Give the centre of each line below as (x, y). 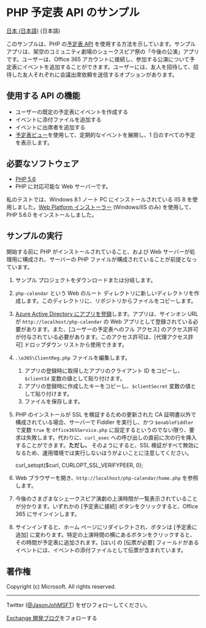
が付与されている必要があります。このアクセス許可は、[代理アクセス (101, 337)
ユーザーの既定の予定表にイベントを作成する (72, 112)
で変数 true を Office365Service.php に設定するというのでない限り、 (102, 430)
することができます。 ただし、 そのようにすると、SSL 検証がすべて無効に (107, 445)
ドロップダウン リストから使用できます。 (76, 345)
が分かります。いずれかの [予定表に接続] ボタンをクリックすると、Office (106, 506)
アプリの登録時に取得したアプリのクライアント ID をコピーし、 (104, 371)
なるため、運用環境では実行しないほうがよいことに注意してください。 (104, 453)
